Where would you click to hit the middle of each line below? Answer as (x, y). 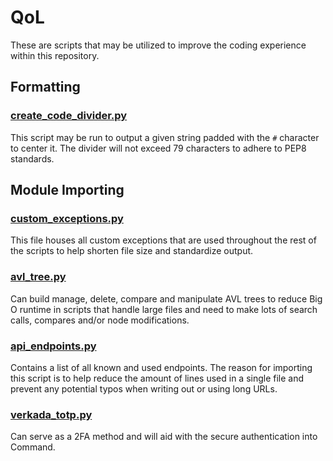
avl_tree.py (38, 277)
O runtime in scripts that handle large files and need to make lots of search (164, 309)
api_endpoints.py (53, 346)
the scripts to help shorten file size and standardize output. (132, 251)
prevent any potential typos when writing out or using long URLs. (144, 388)
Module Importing (67, 190)
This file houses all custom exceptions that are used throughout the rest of (163, 240)
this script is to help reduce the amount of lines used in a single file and (157, 378)
